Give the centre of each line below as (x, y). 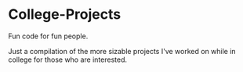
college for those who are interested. (68, 59)
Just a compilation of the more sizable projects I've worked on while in (122, 51)
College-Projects (65, 14)
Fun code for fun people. (48, 36)
